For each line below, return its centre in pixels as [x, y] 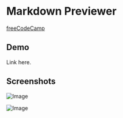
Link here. [19, 62]
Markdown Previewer [61, 11]
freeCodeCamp [26, 28]
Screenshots [31, 82]
